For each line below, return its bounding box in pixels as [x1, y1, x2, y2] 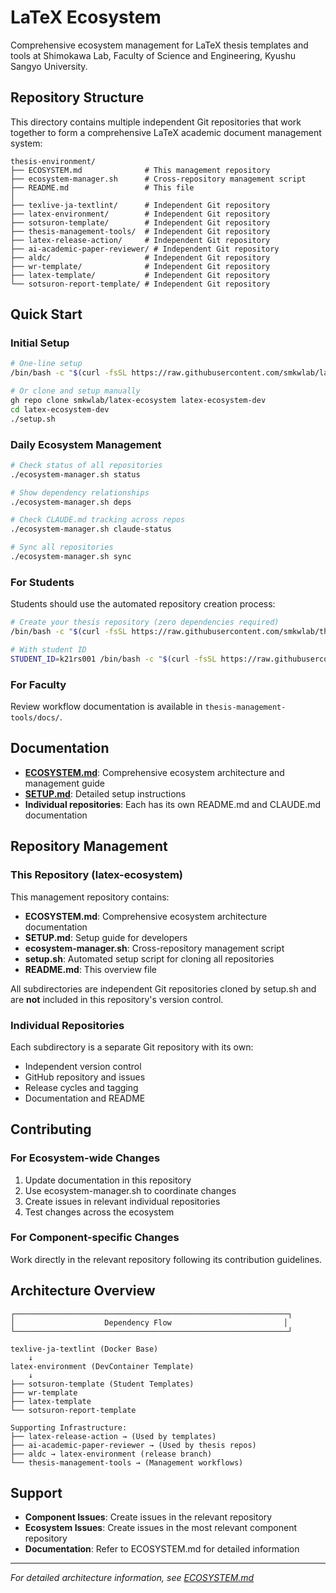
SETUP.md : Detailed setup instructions [24, 787, 187, 800]
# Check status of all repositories [10, 460, 163, 470]
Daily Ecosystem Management [10, 437, 162, 451]
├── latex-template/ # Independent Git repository [10, 270, 271, 280]
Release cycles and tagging [24, 1081, 139, 1093]
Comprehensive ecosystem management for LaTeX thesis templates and [10, 39, 309, 51]
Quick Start [10, 306, 83, 323]
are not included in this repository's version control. [10, 993, 224, 1005]
